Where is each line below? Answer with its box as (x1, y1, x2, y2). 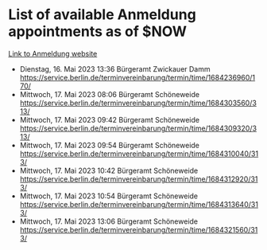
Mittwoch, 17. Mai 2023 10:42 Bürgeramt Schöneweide (19, 166, 199, 175)
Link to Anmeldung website (8, 49, 98, 58)
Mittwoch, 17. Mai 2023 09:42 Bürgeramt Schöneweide (19, 115, 200, 124)
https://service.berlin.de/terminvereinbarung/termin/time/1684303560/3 (19, 98, 257, 107)
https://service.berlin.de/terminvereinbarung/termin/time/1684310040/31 (19, 149, 259, 158)
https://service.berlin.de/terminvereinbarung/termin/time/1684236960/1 (19, 72, 256, 82)
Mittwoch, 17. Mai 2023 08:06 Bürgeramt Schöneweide (19, 89, 200, 99)
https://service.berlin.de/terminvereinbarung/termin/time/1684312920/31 (19, 174, 258, 184)
